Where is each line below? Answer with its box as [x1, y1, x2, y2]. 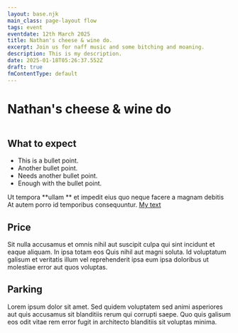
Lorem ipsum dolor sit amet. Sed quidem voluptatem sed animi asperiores [7, 302, 223, 311]
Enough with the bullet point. [17, 179, 102, 188]
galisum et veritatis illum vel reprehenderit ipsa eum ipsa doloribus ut [7, 255, 210, 264]
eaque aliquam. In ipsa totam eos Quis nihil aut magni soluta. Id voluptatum [7, 247, 227, 257]
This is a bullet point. [17, 156, 79, 165]
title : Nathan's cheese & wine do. [7, 37, 113, 44]
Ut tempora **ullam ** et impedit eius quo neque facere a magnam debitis [7, 193, 225, 202]
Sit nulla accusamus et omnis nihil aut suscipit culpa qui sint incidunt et [7, 240, 215, 249]
